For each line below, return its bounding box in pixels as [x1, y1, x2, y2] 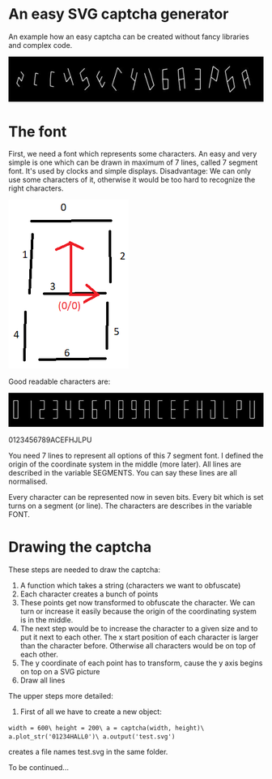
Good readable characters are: [8, 377, 111, 386]
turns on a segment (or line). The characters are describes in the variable [8, 501, 253, 510]
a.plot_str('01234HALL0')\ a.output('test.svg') [8, 732, 176, 741]
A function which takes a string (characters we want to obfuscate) [19, 580, 241, 590]
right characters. [8, 183, 64, 193]
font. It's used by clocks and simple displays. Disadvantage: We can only [8, 166, 252, 176]
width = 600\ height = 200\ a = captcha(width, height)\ [8, 724, 205, 732]
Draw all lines [19, 675, 66, 685]
